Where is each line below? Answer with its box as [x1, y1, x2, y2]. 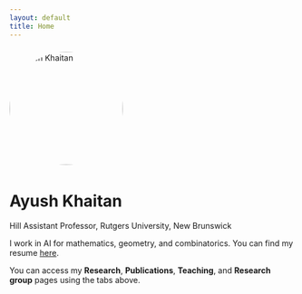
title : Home [9, 22, 54, 31]
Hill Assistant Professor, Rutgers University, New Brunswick [9, 221, 232, 232]
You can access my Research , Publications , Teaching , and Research [9, 265, 271, 276]
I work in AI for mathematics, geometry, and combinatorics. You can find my [9, 238, 294, 249]
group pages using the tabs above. [9, 275, 141, 286]
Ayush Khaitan [9, 191, 122, 211]
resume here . [9, 248, 59, 259]
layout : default [9, 13, 71, 23]
